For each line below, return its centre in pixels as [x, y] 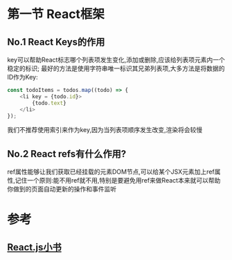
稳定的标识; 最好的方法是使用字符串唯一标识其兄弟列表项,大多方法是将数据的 [116, 68]
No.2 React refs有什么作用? [67, 154]
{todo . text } [50, 103]
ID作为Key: [23, 77]
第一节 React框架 [56, 14]
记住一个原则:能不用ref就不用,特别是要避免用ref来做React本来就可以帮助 [118, 180]
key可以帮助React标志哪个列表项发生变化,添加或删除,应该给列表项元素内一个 [116, 60]
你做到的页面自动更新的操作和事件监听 [62, 189]
